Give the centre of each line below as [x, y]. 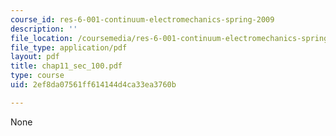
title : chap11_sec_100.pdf [66, 66]
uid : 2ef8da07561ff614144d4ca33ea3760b [93, 85]
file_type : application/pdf [69, 47]
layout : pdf [35, 57]
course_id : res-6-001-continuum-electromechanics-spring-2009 [142, 19]
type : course [37, 76]
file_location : [42, 38]
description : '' [44, 29]
